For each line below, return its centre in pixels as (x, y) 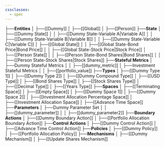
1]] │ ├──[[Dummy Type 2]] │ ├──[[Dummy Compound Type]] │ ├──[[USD (82, 76)
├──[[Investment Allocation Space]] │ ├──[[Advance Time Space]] (74, 102)
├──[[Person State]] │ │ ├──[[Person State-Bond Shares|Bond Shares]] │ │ (83, 54)
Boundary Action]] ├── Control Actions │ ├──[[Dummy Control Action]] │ (81, 123)
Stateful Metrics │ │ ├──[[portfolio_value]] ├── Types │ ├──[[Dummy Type (82, 70)
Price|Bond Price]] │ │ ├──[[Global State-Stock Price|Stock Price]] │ (76, 49)
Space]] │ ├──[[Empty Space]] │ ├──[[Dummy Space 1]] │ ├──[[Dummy (81, 92)
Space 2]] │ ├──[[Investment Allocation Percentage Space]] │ (69, 97)
